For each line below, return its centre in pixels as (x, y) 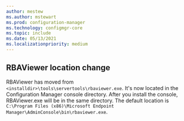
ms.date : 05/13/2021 (31, 39)
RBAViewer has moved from (40, 82)
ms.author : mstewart (31, 17)
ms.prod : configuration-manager (46, 22)
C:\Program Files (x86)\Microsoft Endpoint (60, 106)
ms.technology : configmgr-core (44, 28)
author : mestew (25, 11)
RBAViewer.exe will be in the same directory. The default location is (88, 101)
